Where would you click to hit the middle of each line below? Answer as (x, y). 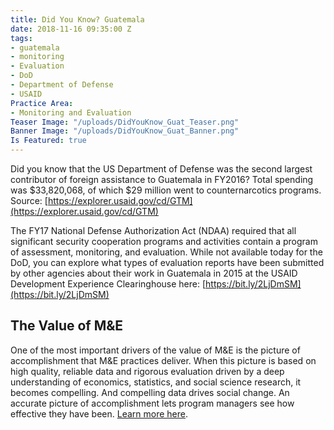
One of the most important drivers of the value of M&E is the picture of (155, 350)
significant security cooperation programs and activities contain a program (164, 241)
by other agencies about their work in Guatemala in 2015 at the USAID (154, 273)
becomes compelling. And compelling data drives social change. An (150, 392)
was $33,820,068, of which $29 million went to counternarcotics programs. (166, 190)
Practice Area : (42, 103)
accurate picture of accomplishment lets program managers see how (152, 403)
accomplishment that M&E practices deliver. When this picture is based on (163, 360)
